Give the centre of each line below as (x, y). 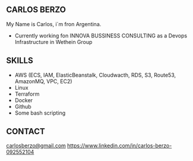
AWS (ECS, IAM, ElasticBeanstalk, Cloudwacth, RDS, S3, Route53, (95, 75)
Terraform (27, 94)
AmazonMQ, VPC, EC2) (43, 81)
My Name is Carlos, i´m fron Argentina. (54, 24)
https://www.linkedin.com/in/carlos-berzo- (120, 146)
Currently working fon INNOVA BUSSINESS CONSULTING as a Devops (101, 36)
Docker (24, 100)
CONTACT (26, 132)
